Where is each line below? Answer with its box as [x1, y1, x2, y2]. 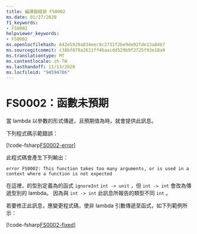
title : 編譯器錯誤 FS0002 [6, 8, 66, 15]
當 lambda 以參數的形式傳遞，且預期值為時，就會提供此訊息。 [6, 117, 157, 124]
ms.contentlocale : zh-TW [6, 58, 67, 64]
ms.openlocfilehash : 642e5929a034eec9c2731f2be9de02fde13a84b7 [6, 42, 166, 48]
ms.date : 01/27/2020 [6, 14, 57, 20]
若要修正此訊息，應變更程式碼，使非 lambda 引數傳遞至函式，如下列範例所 [6, 202, 188, 209]
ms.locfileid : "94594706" [6, 69, 70, 75]
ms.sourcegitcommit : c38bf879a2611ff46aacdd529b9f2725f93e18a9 [6, 47, 166, 53]
